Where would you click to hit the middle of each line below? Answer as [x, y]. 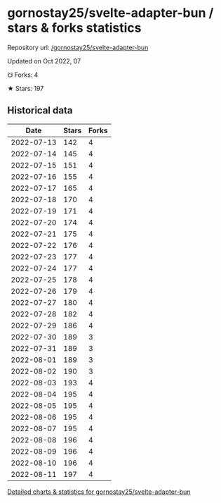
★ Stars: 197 [26, 88]
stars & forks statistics [74, 28]
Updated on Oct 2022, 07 [44, 61]
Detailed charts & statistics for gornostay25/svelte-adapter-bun [99, 492]
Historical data [40, 111]
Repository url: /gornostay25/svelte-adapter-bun [78, 47]
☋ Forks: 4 [23, 75]
